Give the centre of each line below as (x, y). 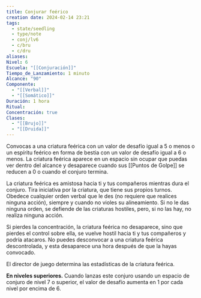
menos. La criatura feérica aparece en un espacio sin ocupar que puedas (97, 159)
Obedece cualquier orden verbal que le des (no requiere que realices (91, 196)
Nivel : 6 (17, 62)
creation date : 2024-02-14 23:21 (48, 17)
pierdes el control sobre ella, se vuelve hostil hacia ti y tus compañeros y (96, 233)
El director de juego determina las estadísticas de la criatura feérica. (91, 264)
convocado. (21, 252)
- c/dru (21, 51)
